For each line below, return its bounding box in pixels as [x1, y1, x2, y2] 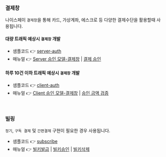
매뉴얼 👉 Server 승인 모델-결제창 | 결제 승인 [12, 56, 101, 62]
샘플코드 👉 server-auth [12, 48, 62, 54]
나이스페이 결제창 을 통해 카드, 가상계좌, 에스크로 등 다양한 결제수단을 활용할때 [5, 17, 155, 23]
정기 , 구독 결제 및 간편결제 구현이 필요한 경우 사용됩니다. [5, 128, 110, 133]
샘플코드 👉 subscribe [12, 138, 58, 144]
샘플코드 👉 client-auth [12, 82, 60, 88]
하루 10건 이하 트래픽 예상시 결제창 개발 [5, 70, 80, 76]
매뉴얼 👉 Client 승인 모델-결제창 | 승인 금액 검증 [12, 90, 109, 96]
